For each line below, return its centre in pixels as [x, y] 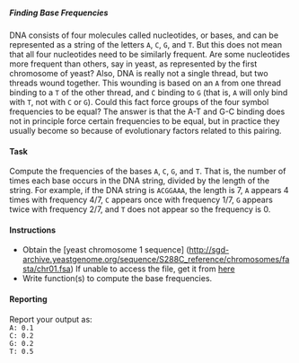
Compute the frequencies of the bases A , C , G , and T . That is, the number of [148, 172]
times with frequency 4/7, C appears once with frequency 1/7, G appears [141, 200]
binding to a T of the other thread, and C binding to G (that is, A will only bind [149, 92]
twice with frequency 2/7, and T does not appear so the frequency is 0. [140, 209]
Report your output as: [51, 319]
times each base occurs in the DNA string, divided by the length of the [140, 181]
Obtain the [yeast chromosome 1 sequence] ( [106, 250]
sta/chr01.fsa [46, 269]
